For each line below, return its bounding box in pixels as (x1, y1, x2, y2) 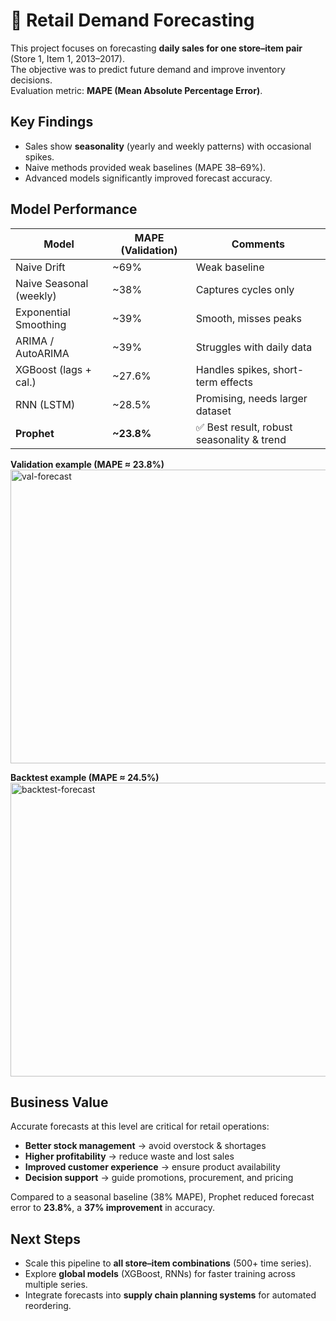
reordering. (24, 1300, 72, 1312)
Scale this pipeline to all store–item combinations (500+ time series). (24, 1257, 312, 1269)
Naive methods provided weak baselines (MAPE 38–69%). (24, 161, 267, 173)
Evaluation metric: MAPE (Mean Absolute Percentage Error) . (10, 84, 263, 96)
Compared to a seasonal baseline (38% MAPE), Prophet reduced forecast (10, 1191, 315, 1203)
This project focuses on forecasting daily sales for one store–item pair (10, 42, 303, 54)
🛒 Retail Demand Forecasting (10, 9, 255, 32)
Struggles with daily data (195, 340, 313, 354)
